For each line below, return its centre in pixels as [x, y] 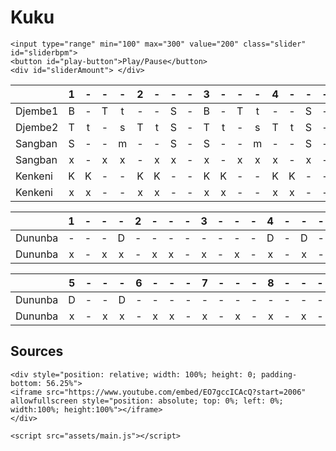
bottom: [26, 383]
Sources [37, 351]
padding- [279, 374]
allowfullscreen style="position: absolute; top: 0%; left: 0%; [147, 401]
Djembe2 [37, 127]
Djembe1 [37, 111]
